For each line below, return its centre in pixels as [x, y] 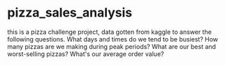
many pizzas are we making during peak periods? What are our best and [112, 46]
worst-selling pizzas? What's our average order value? [86, 54]
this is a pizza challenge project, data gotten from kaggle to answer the [109, 32]
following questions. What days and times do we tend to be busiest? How [113, 39]
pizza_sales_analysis [70, 13]
